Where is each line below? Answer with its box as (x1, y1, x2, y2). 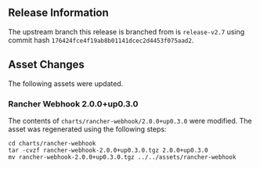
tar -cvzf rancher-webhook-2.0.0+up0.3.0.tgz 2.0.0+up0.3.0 (8, 146, 209, 154)
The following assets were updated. (8, 78, 124, 88)
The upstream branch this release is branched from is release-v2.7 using (8, 27, 245, 36)
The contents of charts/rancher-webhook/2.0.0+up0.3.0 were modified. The (8, 116, 252, 125)
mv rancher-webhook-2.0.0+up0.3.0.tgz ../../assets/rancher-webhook (8, 153, 237, 161)
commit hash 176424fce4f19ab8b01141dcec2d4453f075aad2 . (8, 35, 194, 45)
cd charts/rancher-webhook (8, 139, 96, 147)
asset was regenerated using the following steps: (8, 124, 167, 134)
